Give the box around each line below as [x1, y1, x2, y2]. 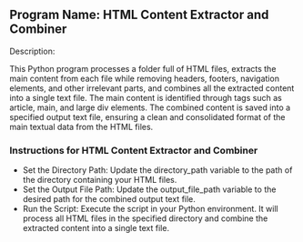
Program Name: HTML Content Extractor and [9, 7, 269, 23]
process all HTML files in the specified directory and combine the [22, 213, 268, 224]
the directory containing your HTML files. [22, 175, 177, 186]
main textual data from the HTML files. [9, 121, 154, 132]
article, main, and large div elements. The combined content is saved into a [9, 102, 291, 113]
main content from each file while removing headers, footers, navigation [9, 73, 280, 84]
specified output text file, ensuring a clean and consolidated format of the [9, 111, 286, 122]
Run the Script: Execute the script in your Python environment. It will [22, 204, 279, 215]
